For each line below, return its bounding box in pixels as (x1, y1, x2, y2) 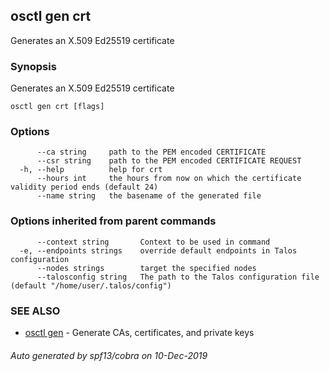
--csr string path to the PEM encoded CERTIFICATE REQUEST (36, 156, 302, 166)
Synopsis (10, 59, 57, 73)
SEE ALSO (10, 304, 61, 318)
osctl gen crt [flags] (10, 102, 105, 112)
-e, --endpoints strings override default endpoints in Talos (19, 245, 298, 256)
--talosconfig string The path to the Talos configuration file (36, 272, 320, 282)
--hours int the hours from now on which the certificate (36, 174, 302, 184)
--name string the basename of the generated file (36, 191, 262, 201)
